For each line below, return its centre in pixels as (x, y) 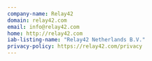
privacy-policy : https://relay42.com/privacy (75, 46)
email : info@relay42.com (43, 27)
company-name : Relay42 (40, 14)
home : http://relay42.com (45, 33)
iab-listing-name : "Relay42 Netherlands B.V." (76, 40)
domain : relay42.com (37, 20)
